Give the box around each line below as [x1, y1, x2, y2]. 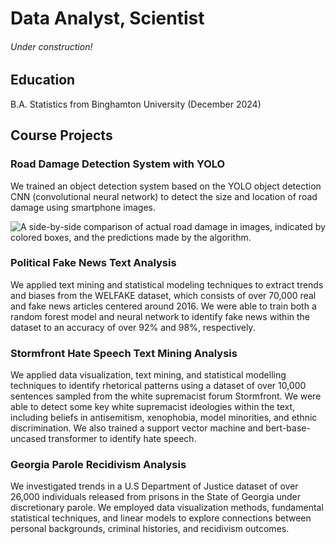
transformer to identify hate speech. [48, 433, 197, 445]
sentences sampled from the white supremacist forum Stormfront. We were [10, 390, 322, 402]
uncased [10, 433, 47, 445]
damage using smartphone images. [10, 201, 156, 213]
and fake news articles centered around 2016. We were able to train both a [10, 300, 317, 312]
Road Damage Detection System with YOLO [10, 157, 226, 171]
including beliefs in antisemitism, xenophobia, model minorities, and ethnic [10, 412, 318, 424]
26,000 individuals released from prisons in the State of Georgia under [10, 491, 302, 503]
